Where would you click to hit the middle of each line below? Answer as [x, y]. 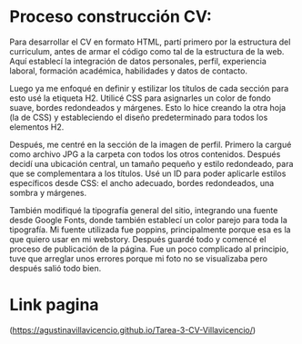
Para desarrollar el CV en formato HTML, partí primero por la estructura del [150, 42]
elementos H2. [37, 127]
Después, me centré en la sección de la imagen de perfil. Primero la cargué [151, 144]
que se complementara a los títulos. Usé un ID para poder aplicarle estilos [148, 173]
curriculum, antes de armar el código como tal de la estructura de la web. [147, 51]
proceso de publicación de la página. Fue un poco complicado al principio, [149, 249]
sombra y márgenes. [48, 192]
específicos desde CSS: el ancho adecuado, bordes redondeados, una [142, 182]
